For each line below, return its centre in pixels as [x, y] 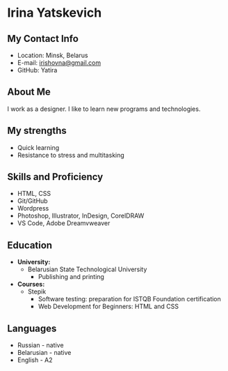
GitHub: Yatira [37, 70]
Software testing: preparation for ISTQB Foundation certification [129, 299]
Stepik [37, 291]
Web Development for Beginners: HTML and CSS [108, 306]
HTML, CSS [34, 194]
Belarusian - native [44, 353]
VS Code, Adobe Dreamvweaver [64, 223]
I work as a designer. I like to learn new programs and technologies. [104, 109]
